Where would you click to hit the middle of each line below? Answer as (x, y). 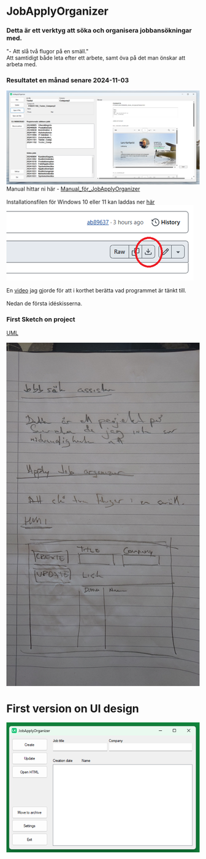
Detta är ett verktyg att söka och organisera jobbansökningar (99, 31)
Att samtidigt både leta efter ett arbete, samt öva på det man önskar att (96, 58)
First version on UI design (73, 708)
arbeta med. (22, 64)
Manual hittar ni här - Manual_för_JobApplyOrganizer (73, 189)
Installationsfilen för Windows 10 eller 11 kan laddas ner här (81, 202)
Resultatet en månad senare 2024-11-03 (68, 80)
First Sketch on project (41, 319)
